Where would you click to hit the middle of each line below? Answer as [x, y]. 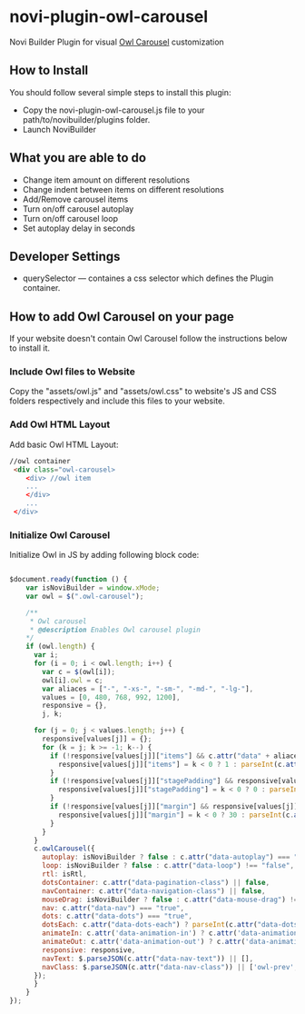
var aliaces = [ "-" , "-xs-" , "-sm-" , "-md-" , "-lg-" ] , [148, 689]
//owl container [40, 461]
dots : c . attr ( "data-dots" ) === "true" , [118, 916]
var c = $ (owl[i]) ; [79, 671]
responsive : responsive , [89, 950]
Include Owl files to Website [73, 372]
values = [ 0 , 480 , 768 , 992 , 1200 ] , [111, 697]
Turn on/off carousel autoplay [78, 209]
